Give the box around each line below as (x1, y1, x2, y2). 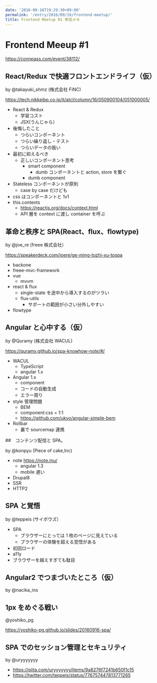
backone (12, 261, 32, 268)
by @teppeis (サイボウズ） (5, 516, 62, 522)
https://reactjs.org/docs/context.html (20, 205, 98, 211)
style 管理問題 (12, 398, 42, 404)
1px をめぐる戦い (5, 603, 58, 612)
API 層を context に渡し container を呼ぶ (20, 211, 106, 217)
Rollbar (12, 420, 28, 426)
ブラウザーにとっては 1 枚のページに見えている (20, 532, 118, 539)
